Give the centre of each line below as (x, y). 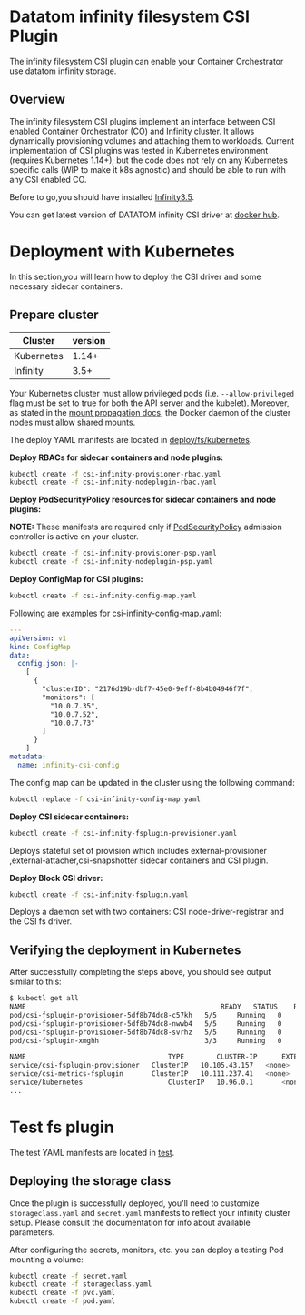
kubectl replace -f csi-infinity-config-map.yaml (105, 799)
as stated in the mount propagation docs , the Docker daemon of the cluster (150, 412)
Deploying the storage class (90, 1181)
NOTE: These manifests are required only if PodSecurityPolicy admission (146, 527)
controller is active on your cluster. (74, 537)
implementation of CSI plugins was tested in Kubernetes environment (139, 150)
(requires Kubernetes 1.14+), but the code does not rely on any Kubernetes (149, 160)
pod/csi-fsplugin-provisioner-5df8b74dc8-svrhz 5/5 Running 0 (146, 1032)
